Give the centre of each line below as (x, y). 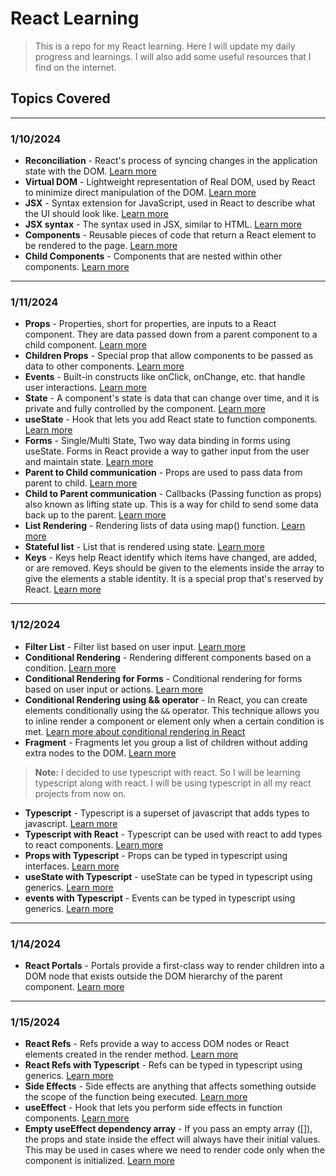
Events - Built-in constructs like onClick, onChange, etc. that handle (165, 377)
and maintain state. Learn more (89, 462)
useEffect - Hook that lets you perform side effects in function (153, 1108)
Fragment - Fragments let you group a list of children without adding (166, 742)
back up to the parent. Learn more (95, 515)
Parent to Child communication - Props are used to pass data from (163, 473)
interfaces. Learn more (72, 866)
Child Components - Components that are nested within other (153, 256)
